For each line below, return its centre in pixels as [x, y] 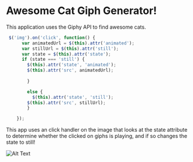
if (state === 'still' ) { [53, 60]
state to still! [21, 142]
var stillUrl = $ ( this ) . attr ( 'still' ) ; [70, 49]
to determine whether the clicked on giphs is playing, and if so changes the [97, 136]
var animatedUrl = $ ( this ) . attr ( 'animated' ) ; [78, 43]
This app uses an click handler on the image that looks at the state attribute [97, 130]
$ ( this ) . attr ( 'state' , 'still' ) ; [73, 97]
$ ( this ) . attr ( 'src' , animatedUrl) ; [70, 70]
